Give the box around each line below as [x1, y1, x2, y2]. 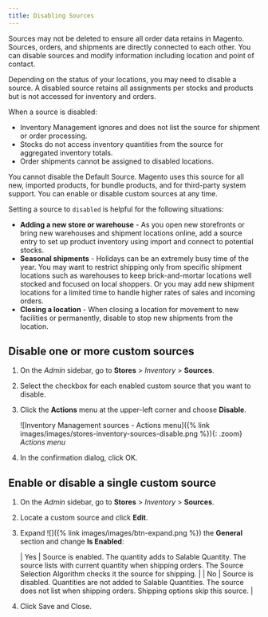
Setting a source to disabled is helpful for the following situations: [8, 204, 225, 214]
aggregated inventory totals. [19, 148, 113, 157]
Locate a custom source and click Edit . [19, 512, 148, 523]
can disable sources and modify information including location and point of [8, 50, 255, 60]
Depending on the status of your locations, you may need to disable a [8, 74, 237, 84]
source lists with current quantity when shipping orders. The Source [19, 560, 244, 571]
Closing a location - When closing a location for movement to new [19, 304, 239, 314]
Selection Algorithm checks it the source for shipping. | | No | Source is [19, 569, 254, 579]
